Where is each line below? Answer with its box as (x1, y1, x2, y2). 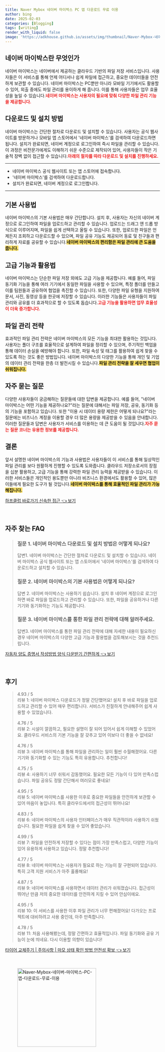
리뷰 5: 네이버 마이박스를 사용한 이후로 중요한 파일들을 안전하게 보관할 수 (17, 794, 156, 800)
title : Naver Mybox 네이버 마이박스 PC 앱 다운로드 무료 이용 (5, 7, 119, 12)
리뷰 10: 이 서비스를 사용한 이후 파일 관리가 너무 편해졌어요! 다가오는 (17, 908, 147, 913)
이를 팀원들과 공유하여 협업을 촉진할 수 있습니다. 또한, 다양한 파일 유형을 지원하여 (5, 287, 160, 293)
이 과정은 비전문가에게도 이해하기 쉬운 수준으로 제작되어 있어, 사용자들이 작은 (5, 147, 152, 153)
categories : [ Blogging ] (5, 21, 54, 26)
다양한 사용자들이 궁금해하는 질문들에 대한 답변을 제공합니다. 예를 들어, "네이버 (5, 396, 155, 402)
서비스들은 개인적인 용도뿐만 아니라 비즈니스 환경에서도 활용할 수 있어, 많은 (14, 475, 157, 481)
